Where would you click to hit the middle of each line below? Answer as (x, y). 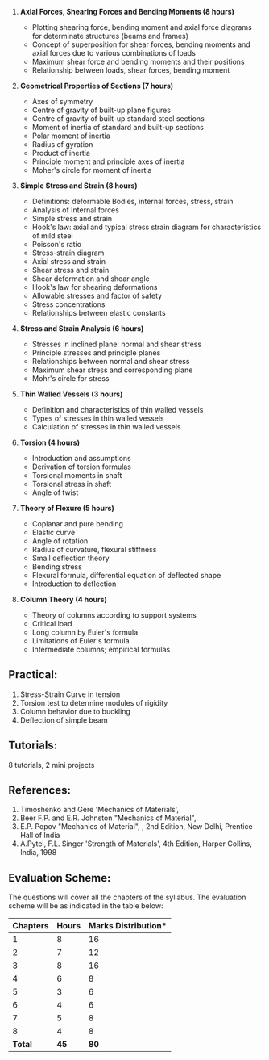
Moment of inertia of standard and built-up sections (118, 127)
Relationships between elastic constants (99, 313)
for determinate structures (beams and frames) (110, 36)
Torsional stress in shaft (72, 484)
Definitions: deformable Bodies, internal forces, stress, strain (132, 201)
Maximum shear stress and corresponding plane (112, 370)
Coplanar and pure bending (77, 524)
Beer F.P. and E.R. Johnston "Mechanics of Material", (108, 818)
